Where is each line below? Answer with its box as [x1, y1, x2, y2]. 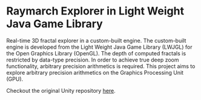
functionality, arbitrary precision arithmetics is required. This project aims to [6, 62, 196, 70]
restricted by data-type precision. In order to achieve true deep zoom [6, 56, 179, 63]
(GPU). [6, 75, 24, 83]
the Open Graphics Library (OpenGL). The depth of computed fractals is [6, 49, 186, 57]
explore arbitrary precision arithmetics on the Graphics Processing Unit [6, 69, 183, 76]
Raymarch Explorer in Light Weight [6, 4, 185, 18]
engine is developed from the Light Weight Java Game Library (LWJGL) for [6, 43, 193, 51]
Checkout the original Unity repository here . [6, 87, 116, 94]
